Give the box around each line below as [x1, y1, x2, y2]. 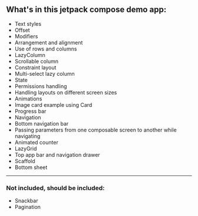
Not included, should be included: [6, 184, 105, 192]
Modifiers [14, 32, 38, 40]
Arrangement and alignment [14, 39, 83, 46]
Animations [14, 95, 42, 102]
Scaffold [14, 157, 35, 164]
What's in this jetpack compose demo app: [6, 5, 167, 15]
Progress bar [14, 107, 47, 114]
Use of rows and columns [14, 45, 77, 52]
